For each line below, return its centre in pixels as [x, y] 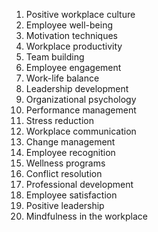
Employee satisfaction [71, 195]
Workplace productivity [74, 46]
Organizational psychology [81, 99]
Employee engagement [73, 67]
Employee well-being [69, 25]
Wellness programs [65, 163]
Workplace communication [81, 131]
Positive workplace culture [80, 14]
